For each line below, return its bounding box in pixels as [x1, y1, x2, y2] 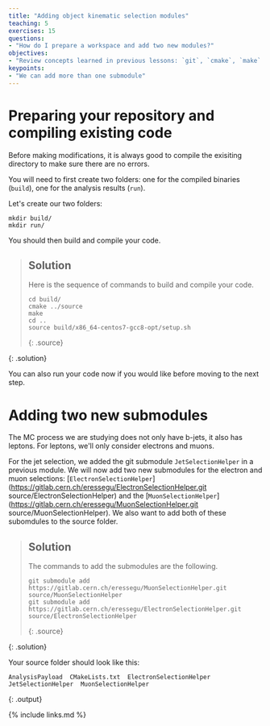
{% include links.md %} [8, 710, 87, 720]
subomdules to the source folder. [8, 516, 118, 526]
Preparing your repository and [8, 106, 215, 125]
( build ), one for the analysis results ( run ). [8, 183, 146, 193]
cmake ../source [27, 303, 83, 311]
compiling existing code [8, 123, 172, 142]
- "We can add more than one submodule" [8, 72, 147, 80]
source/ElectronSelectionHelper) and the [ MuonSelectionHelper [8, 491, 218, 500]
